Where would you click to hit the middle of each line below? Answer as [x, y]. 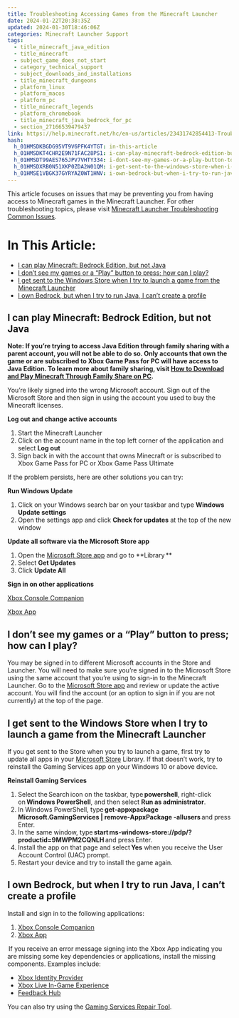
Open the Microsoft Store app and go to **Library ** [95, 555]
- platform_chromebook [47, 114]
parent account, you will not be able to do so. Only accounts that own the [117, 353]
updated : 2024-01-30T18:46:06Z [54, 27]
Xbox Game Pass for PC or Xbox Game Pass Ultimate [96, 463]
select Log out [39, 448]
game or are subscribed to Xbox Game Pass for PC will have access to [113, 361]
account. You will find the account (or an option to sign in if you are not [111, 693]
